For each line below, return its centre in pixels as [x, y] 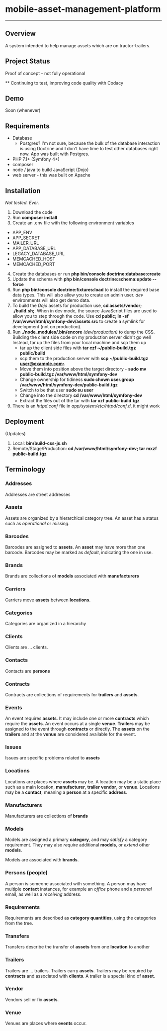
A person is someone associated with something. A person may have [76, 883]
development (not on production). [47, 327]
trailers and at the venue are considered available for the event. [71, 734]
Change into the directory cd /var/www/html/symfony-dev [81, 395]
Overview [21, 34]
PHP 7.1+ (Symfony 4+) [36, 159]
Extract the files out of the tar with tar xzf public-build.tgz [80, 401]
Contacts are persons [28, 671]
